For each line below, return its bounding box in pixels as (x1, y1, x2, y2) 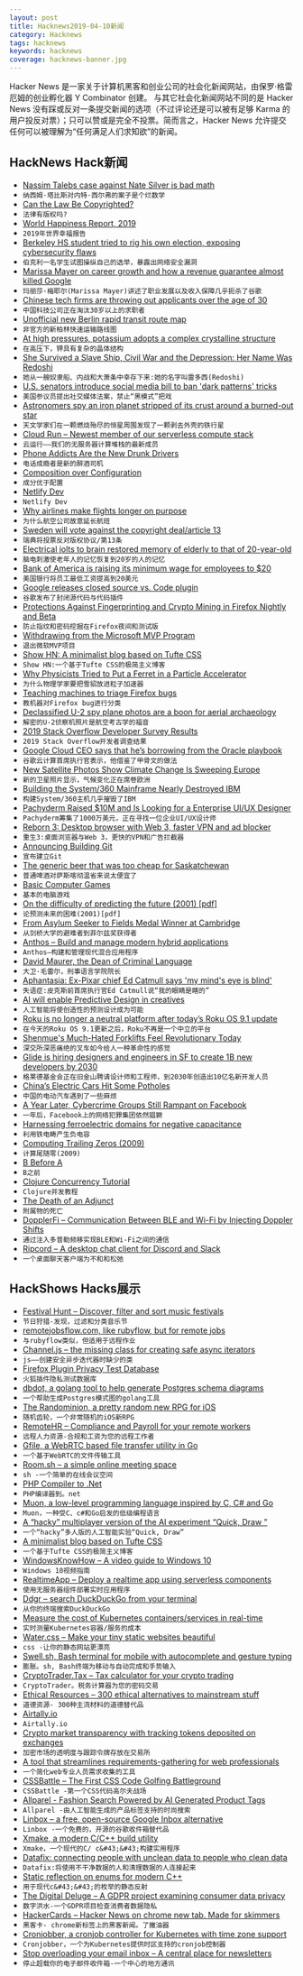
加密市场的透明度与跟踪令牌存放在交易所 (22, 1748, 151, 1757)
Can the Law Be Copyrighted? (22, 198, 134, 209)
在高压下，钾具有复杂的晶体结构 (22, 344, 124, 353)
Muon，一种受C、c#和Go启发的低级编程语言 (22, 1508, 161, 1518)
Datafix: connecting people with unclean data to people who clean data (22, 1852, 289, 1862)
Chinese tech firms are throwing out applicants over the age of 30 (22, 294, 268, 305)
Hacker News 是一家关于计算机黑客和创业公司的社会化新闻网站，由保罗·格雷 (9, 81, 293, 91)
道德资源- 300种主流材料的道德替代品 (22, 1700, 144, 1709)
